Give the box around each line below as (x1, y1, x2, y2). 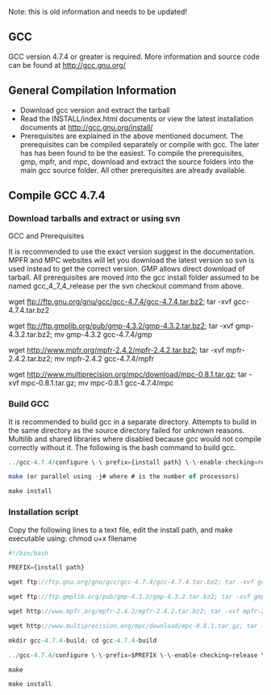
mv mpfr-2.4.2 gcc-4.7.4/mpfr (54, 354, 155, 364)
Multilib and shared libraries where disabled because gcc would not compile (8, 434, 262, 444)
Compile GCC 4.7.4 (8, 189, 106, 203)
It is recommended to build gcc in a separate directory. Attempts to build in (8, 416, 257, 427)
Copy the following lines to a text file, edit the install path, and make (8, 524, 233, 534)
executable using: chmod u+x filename (8, 533, 137, 543)
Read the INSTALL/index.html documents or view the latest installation (19, 113, 254, 124)
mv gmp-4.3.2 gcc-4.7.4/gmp (53, 330, 152, 339)
